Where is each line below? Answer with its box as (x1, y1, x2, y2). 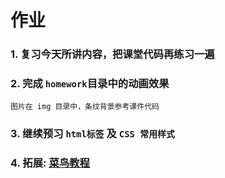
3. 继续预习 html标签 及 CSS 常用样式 (10, 127, 175, 141)
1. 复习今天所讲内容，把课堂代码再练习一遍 (10, 47, 215, 61)
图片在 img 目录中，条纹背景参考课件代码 (10, 102, 160, 112)
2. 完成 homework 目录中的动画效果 (10, 77, 170, 91)
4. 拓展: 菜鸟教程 (10, 156, 90, 170)
